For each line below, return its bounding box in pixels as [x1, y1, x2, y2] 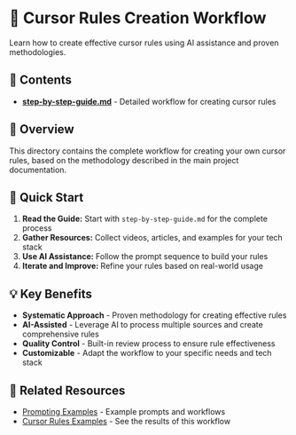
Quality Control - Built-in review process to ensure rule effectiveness [21, 338, 276, 349]
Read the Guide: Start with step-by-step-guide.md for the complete [21, 213, 269, 225]
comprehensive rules [21, 328, 99, 340]
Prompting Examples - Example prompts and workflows [21, 407, 226, 416]
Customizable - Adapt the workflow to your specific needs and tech [21, 348, 272, 359]
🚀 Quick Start [9, 190, 84, 205]
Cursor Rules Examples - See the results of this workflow [21, 416, 231, 426]
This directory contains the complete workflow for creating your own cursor [9, 146, 286, 156]
